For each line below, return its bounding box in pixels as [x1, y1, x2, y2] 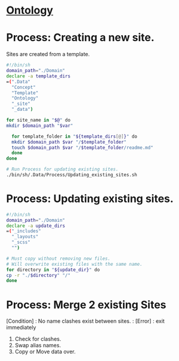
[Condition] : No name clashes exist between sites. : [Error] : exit [6, 318, 165, 325]
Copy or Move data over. [14, 348, 76, 355]
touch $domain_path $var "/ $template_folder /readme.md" [11, 144, 153, 151]
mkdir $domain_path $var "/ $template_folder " [11, 139, 127, 145]
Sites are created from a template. [6, 51, 90, 58]
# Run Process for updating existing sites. [6, 166, 119, 173]
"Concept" [11, 84, 36, 90]
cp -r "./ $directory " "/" [6, 272, 70, 278]
